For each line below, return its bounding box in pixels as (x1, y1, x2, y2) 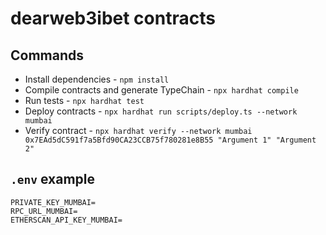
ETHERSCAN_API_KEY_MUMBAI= (10, 215, 123, 225)
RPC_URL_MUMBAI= (10, 206, 78, 216)
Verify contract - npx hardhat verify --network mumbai (24, 125, 253, 136)
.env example (10, 171, 95, 188)
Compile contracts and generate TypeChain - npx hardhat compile (24, 84, 299, 96)
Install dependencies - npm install (24, 73, 170, 85)
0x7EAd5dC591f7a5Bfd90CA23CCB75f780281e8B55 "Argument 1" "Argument (24, 135, 317, 145)
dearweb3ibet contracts (10, 7, 216, 30)
